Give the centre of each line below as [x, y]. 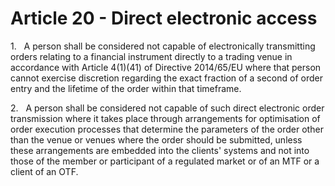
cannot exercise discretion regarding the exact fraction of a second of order [166, 78]
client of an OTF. [44, 171]
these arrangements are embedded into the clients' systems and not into [160, 150]
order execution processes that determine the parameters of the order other [167, 129]
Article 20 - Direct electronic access [164, 18]
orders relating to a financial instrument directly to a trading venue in [151, 56]
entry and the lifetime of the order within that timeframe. [126, 88]
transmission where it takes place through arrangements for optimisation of [165, 118]
